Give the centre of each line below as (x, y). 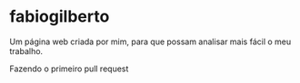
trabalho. (26, 51)
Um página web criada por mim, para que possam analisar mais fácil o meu (150, 41)
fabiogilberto (60, 17)
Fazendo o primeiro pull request (69, 69)
